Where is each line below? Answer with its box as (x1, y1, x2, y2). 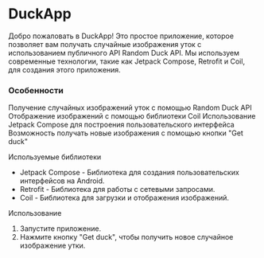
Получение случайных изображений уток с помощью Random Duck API (8, 103, 252, 112)
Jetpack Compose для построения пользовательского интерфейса (8, 120, 235, 130)
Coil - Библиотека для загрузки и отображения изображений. (19, 193, 229, 203)
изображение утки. (19, 240, 86, 251)
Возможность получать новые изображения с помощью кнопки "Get (8, 128, 244, 138)
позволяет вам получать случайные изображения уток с (8, 39, 202, 49)
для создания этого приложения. (8, 64, 121, 74)
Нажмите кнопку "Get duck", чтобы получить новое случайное (19, 233, 234, 242)
